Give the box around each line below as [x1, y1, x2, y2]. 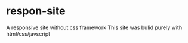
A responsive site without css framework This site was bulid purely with [6, 24, 183, 31]
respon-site [6, 4, 66, 18]
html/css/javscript [6, 30, 51, 37]
